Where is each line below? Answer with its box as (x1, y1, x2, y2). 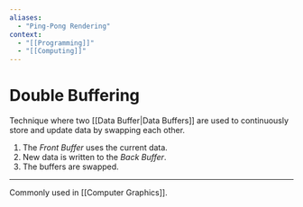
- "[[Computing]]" (17, 47, 87, 56)
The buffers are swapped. (22, 161, 119, 172)
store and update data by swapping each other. (9, 125, 186, 136)
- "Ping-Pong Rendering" (17, 22, 111, 31)
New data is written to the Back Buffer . (22, 152, 167, 163)
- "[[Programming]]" (17, 38, 95, 48)
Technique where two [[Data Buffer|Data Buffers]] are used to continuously (9, 115, 289, 126)
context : (9, 30, 42, 39)
